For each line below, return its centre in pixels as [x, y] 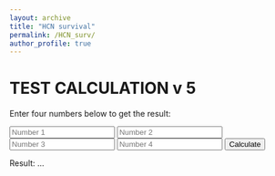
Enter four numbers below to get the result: [90, 114]
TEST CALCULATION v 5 [103, 88]
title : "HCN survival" [52, 26]
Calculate [245, 145]
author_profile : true [51, 43]
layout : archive [40, 18]
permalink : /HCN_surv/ [52, 35]
